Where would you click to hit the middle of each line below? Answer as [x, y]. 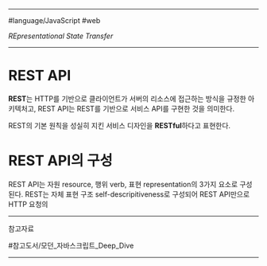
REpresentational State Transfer [61, 36]
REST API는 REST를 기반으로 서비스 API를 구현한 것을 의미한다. [136, 108]
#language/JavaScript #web [54, 20]
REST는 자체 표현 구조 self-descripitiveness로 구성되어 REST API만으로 [137, 194]
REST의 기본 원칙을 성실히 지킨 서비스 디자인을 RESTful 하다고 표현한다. [120, 125]
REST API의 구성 [60, 161]
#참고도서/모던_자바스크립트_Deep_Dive [71, 245]
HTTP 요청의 [28, 204]
